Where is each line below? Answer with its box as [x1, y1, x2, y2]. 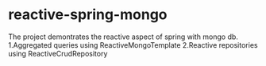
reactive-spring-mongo [8, 6, 168, 24]
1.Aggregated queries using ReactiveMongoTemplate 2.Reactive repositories [8, 40, 258, 49]
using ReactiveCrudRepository [8, 49, 108, 58]
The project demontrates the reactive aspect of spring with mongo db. [8, 32, 238, 41]
